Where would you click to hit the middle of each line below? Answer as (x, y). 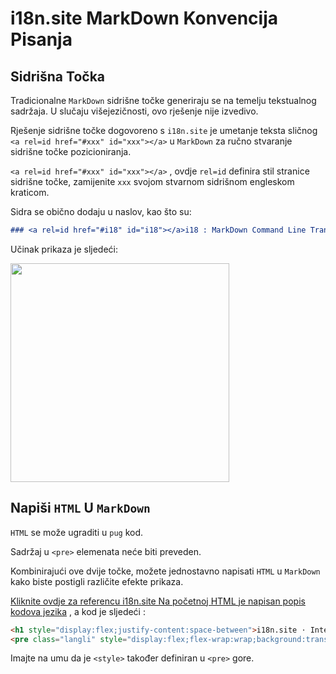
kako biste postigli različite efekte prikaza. (97, 581)
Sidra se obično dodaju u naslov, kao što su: (101, 211)
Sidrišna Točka (57, 76)
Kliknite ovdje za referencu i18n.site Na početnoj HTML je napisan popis (158, 601)
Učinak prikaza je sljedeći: (64, 249)
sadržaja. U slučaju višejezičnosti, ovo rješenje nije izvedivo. (134, 111)
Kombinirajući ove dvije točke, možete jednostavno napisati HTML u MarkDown (165, 571)
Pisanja (41, 39)
